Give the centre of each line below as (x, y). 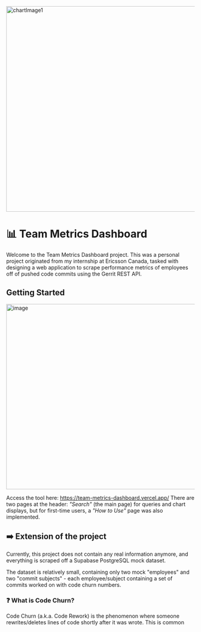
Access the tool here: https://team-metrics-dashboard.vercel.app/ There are (100, 498)
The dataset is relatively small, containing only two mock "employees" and (98, 572)
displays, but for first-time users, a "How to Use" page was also (85, 510)
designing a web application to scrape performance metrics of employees (97, 267)
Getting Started (36, 293)
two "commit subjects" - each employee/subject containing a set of (89, 578)
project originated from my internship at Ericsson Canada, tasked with (92, 261)
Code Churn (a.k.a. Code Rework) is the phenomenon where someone (93, 616)
